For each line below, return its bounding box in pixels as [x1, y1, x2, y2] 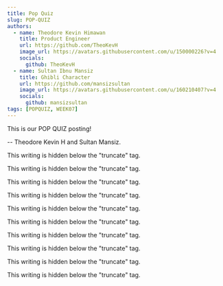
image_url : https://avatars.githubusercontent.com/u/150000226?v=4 [19, 49, 216, 56]
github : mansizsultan [25, 99, 88, 106]
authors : [7, 23, 32, 29]
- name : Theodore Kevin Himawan [13, 29, 106, 36]
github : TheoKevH [25, 61, 75, 68]
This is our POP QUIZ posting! [7, 124, 91, 132]
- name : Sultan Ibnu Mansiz [13, 67, 94, 74]
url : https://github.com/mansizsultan [19, 80, 130, 87]
